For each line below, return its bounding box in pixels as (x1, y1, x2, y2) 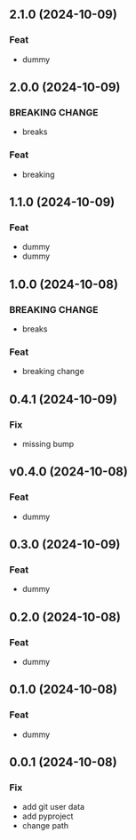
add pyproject (21, 811, 74, 821)
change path (21, 820, 69, 831)
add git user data (21, 802, 85, 812)
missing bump (21, 439, 75, 450)
